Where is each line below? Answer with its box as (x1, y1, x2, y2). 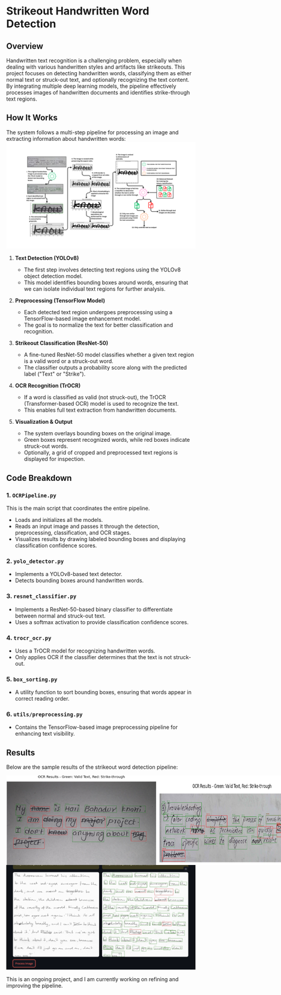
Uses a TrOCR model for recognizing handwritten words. (14, 647, 156, 654)
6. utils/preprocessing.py (6, 710, 83, 719)
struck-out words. (23, 442, 68, 450)
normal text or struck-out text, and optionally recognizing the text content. (6, 76, 190, 83)
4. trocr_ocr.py (6, 633, 52, 642)
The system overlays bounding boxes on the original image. (23, 430, 172, 437)
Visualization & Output (14, 418, 73, 426)
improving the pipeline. (6, 982, 63, 989)
